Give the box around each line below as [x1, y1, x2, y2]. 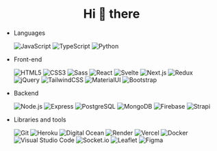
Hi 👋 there [83, 6, 140, 22]
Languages [13, 29, 46, 37]
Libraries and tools [13, 115, 66, 124]
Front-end [13, 55, 42, 64]
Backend [13, 89, 39, 97]
